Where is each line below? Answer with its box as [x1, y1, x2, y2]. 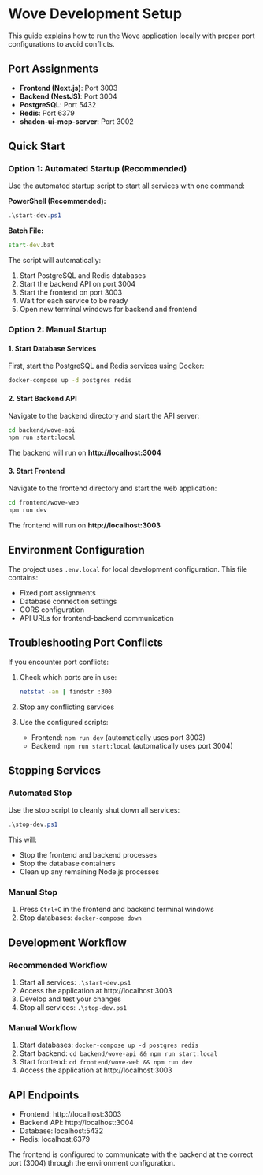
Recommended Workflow [8, 959, 108, 970]
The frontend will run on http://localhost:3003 [8, 520, 161, 530]
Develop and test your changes [19, 994, 122, 1004]
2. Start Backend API [8, 393, 77, 403]
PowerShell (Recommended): [8, 197, 106, 206]
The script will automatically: [8, 256, 102, 265]
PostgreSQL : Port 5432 [19, 99, 97, 109]
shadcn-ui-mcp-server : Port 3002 [19, 116, 134, 126]
